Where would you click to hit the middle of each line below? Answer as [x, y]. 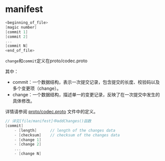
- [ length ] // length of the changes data [65, 130]
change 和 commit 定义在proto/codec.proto [46, 61]
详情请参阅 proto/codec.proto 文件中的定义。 [52, 112]
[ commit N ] [17, 46]
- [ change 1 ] [28, 140]
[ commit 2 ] [17, 37]
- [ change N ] [28, 154]
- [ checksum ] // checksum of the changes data [67, 135]
